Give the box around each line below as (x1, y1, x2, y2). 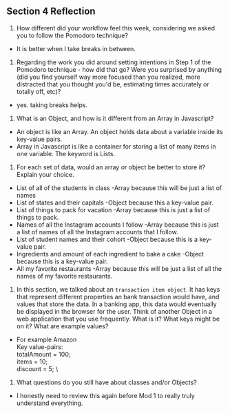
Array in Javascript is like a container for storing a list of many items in (16, 142, 216, 151)
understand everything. (16, 399, 83, 407)
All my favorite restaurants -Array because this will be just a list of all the (16, 264, 222, 272)
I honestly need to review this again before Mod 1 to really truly (16, 391, 195, 399)
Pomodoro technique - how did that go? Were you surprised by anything (16, 65, 222, 73)
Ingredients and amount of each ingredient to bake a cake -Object (16, 250, 205, 258)
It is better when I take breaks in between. (16, 44, 136, 53)
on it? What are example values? (16, 321, 109, 330)
